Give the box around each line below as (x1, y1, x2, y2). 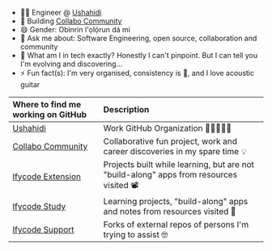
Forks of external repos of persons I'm (103, 219, 249, 230)
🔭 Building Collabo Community (19, 16, 122, 26)
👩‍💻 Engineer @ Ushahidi (19, 8, 102, 17)
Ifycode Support (12, 224, 74, 235)
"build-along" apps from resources (103, 169, 237, 180)
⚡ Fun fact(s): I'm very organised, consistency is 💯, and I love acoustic (19, 69, 255, 77)
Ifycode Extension (12, 170, 81, 182)
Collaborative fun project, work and (103, 136, 237, 147)
